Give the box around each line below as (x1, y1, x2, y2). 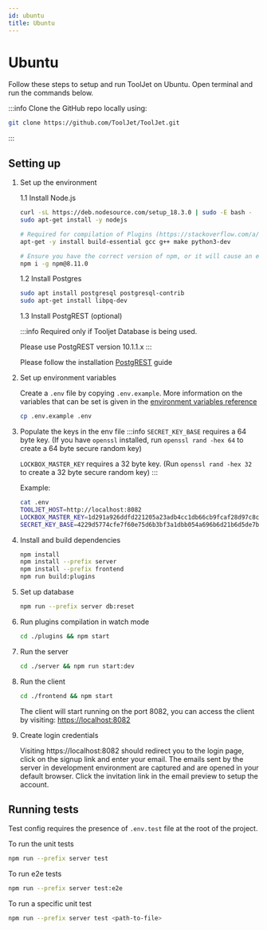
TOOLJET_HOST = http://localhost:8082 (19, 505, 142, 514)
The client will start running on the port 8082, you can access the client (19, 706, 255, 716)
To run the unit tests (8, 839, 74, 849)
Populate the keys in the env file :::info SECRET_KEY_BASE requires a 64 (19, 427, 247, 436)
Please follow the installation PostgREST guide (19, 358, 173, 367)
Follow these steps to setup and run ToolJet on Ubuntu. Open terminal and (8, 80, 253, 89)
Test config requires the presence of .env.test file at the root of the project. (8, 824, 258, 834)
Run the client (19, 677, 66, 686)
